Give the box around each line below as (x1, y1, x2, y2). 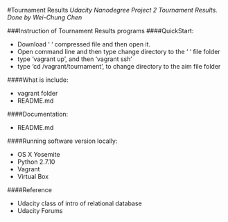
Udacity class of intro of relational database (17, 199, 142, 207)
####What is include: (7, 76, 69, 84)
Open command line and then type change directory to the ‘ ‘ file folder (17, 48, 220, 55)
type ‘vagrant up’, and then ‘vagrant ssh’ (17, 55, 132, 63)
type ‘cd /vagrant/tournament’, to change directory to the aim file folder (17, 62, 221, 70)
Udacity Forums (17, 207, 64, 214)
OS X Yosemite (17, 151, 60, 158)
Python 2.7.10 (17, 157, 55, 166)
